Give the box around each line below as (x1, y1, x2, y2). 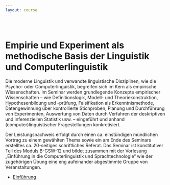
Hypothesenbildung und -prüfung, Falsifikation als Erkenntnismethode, (5, 100, 155, 106)
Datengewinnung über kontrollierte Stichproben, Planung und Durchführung (5, 105, 165, 111)
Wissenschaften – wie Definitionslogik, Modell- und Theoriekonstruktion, (5, 94, 158, 100)
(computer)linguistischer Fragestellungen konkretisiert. (5, 121, 121, 128)
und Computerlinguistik (5, 61, 108, 73)
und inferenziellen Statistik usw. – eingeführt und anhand (5, 116, 125, 122)
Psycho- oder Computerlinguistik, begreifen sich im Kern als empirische (5, 83, 157, 89)
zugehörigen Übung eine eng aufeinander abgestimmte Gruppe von (5, 158, 148, 165)
